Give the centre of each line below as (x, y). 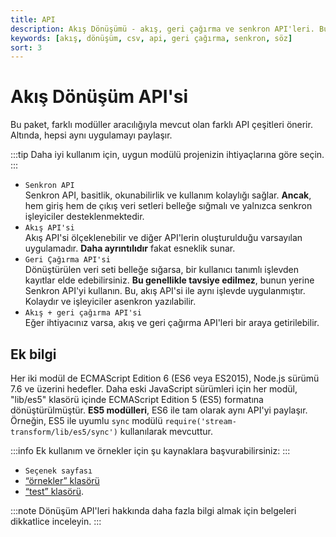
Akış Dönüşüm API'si (99, 97)
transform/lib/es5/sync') (64, 432)
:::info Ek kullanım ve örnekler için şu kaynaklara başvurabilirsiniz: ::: (150, 450)
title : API (33, 19)
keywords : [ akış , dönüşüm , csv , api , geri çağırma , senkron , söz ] (151, 38)
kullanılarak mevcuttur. (166, 431)
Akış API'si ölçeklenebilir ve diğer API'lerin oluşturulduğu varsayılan (163, 238)
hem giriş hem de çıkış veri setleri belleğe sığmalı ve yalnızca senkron (168, 206)
